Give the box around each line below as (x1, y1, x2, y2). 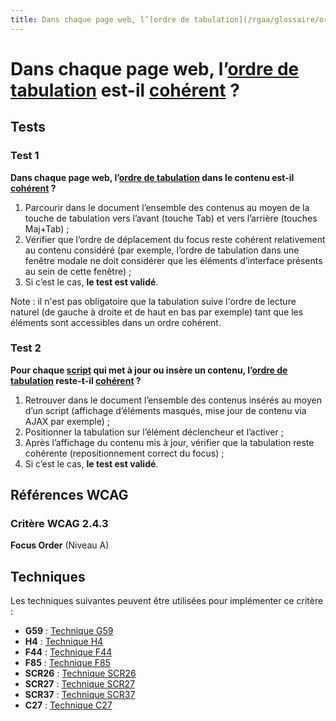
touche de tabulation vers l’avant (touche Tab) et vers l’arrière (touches (24, 212, 318, 224)
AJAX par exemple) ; (24, 415, 110, 427)
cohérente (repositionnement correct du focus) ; (24, 447, 225, 459)
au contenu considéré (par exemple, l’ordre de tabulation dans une (24, 244, 300, 256)
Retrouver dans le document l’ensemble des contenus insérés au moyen (24, 394, 322, 406)
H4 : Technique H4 (24, 636, 104, 648)
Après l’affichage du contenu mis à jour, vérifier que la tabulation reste (24, 436, 315, 448)
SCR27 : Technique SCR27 (24, 678, 136, 690)
